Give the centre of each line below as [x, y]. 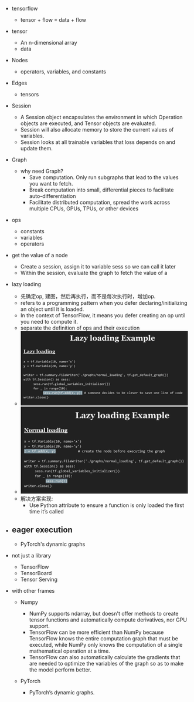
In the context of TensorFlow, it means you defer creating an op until [103, 315]
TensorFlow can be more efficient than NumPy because [96, 632]
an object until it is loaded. [52, 309]
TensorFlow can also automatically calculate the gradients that [105, 657]
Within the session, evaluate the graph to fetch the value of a [94, 273]
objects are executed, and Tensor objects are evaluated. [88, 123]
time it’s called [47, 511]
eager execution [42, 530]
